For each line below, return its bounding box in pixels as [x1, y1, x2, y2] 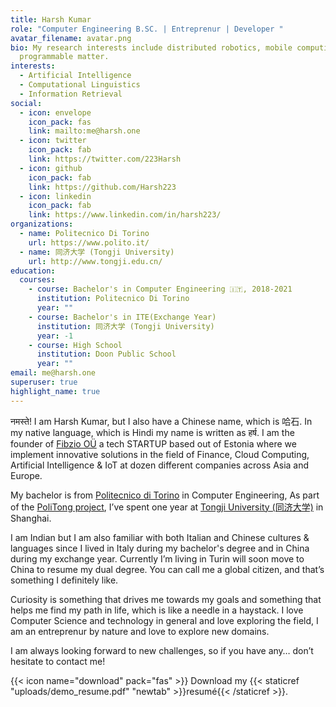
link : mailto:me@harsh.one [28, 126, 141, 136]
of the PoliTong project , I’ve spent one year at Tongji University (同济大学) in [10, 501, 324, 513]
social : [10, 98, 43, 108]
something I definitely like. [10, 574, 119, 586]
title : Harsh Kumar [10, 14, 92, 25]
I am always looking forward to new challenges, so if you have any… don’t [10, 644, 314, 656]
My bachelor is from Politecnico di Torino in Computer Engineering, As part [10, 489, 320, 501]
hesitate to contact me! [10, 655, 106, 667]
